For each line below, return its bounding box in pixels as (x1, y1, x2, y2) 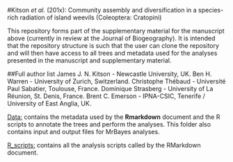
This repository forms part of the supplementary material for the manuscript (7, 27, 225, 35)
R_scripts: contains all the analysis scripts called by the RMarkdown (7, 141, 201, 149)
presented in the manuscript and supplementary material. (7, 56, 172, 65)
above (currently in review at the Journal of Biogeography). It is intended (7, 34, 216, 42)
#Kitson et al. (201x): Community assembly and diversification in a (7, 6, 197, 14)
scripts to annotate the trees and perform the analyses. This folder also (7, 120, 211, 128)
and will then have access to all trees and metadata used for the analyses (7, 49, 218, 57)
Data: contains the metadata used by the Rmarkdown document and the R (7, 113, 220, 121)
